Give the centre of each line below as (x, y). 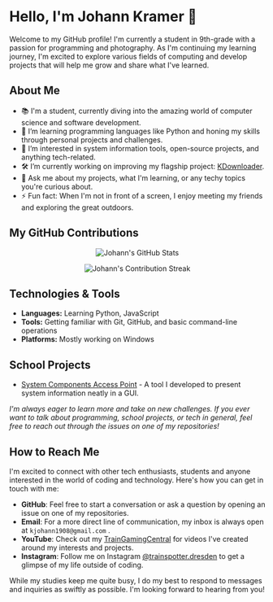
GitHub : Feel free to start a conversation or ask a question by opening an (143, 504)
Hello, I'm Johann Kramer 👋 (103, 17)
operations (39, 331)
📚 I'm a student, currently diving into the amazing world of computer (136, 111)
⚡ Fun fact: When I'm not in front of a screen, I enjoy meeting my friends (142, 195)
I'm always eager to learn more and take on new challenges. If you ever (130, 409)
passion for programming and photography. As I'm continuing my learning (133, 47)
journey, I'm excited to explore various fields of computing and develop (128, 56)
